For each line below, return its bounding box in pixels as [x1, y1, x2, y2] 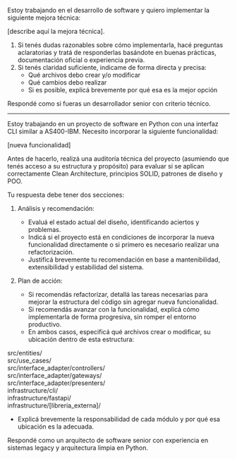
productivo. [28, 320, 62, 329]
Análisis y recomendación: [17, 204, 95, 212]
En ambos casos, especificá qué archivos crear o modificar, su [28, 328, 211, 336]
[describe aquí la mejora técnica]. [7, 27, 105, 35]
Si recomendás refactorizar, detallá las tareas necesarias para [28, 290, 208, 298]
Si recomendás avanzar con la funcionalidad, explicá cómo [28, 305, 200, 313]
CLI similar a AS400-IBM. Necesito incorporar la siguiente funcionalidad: [7, 127, 219, 135]
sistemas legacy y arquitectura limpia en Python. [7, 443, 148, 452]
